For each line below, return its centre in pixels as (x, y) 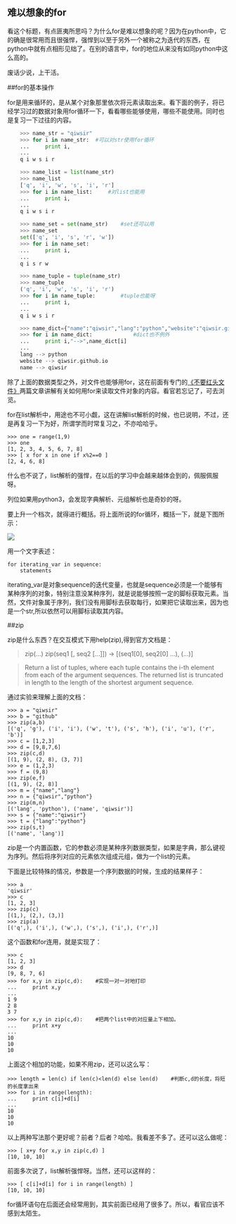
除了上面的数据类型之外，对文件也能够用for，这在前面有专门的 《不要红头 (113, 382)
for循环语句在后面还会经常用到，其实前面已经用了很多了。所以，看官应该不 (116, 1204)
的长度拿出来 (23, 1086)
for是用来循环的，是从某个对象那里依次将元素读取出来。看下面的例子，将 (113, 102)
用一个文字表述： (32, 551)
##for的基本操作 (31, 87)
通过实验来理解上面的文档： (47, 697)
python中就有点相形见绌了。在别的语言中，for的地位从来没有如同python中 (115, 49)
